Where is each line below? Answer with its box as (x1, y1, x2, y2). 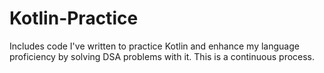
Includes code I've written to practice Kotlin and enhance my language (9, 40, 300, 52)
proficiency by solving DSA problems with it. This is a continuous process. (9, 50, 316, 62)
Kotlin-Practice (9, 7, 139, 30)
